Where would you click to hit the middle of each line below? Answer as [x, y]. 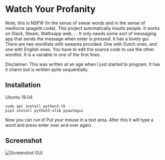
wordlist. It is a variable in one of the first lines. [53, 54]
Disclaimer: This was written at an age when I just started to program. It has [83, 64]
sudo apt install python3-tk [35, 106]
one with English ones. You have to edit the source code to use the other [80, 49]
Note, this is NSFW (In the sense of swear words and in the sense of [75, 23]
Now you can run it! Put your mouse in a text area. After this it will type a [79, 120]
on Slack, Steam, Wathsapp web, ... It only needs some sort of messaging [81, 33]
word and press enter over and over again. [49, 125]
